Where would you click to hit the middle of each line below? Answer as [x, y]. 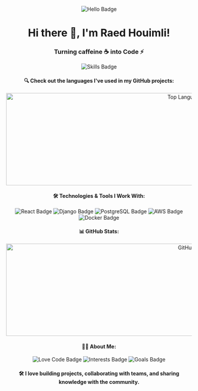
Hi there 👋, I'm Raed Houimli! [99, 33]
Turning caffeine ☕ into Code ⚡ [99, 52]
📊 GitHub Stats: [99, 232]
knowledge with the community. [99, 382]
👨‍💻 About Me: [99, 346]
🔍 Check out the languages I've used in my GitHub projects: [99, 81]
